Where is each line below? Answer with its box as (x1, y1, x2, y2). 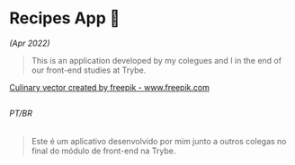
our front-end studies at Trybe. (31, 65, 147, 75)
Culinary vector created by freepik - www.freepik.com (9, 82, 210, 92)
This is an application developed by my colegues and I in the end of (31, 55, 282, 65)
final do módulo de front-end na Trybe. (31, 145, 176, 156)
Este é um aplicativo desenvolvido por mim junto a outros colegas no (31, 135, 287, 146)
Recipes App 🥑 (9, 8, 121, 29)
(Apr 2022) (9, 38, 51, 48)
